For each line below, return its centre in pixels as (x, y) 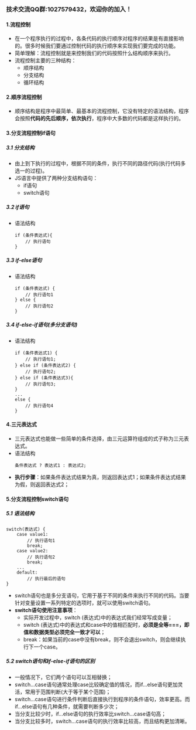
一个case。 (47, 647)
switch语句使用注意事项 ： (46, 610)
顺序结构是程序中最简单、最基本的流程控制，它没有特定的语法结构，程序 (102, 111)
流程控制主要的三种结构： (45, 60)
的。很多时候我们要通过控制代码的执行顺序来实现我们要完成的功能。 (97, 46)
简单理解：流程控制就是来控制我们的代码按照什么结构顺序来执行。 (94, 53)
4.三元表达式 (21, 425)
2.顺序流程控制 (24, 97)
